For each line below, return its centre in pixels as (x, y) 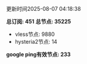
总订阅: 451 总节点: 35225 (39, 22)
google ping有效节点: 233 (38, 54)
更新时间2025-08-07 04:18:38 (43, 9)
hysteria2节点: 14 (36, 42)
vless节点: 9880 (35, 34)
